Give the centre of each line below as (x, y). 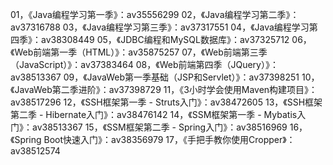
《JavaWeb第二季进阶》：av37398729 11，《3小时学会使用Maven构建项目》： (164, 89)
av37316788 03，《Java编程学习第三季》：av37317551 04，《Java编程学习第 (164, 27)
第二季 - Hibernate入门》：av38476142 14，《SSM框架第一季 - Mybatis (154, 114)
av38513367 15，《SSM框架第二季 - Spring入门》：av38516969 (159, 127)
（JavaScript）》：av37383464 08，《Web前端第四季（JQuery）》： (144, 64)
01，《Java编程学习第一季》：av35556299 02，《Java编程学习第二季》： (155, 14)
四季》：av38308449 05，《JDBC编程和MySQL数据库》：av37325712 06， (161, 39)
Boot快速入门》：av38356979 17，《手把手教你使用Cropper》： (169, 139)
